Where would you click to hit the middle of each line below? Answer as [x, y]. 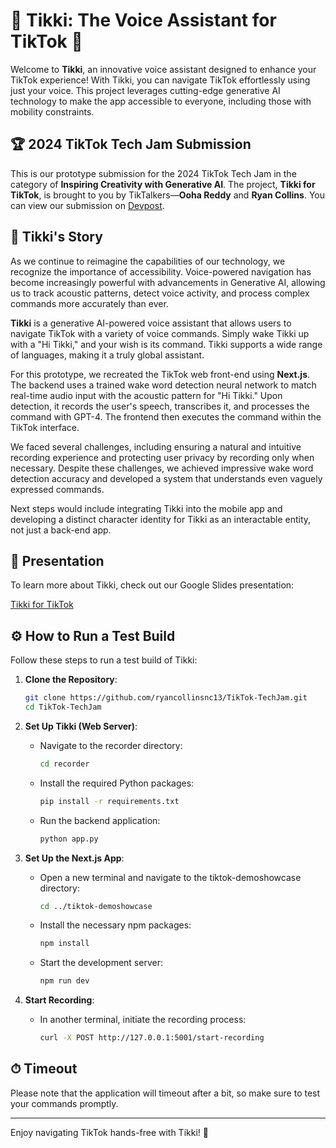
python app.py [69, 839]
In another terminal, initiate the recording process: [143, 1020]
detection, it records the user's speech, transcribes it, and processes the [160, 406]
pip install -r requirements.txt [109, 801]
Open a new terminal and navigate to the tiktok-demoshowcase [170, 877]
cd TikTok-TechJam [63, 707]
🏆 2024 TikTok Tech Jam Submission [131, 144]
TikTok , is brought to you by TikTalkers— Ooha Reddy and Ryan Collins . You [167, 195]
